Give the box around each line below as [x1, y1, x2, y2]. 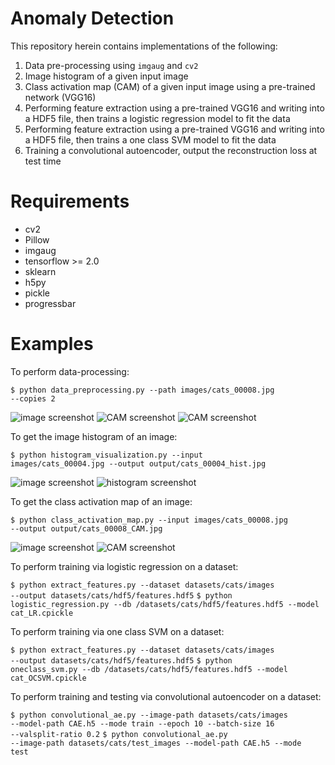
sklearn [24, 265, 57, 277]
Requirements [10, 190, 130, 213]
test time [24, 155, 62, 167]
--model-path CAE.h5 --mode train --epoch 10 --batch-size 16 [10, 718, 275, 729]
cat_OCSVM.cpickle [10, 673, 87, 683]
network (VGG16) [24, 91, 97, 103]
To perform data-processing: [10, 365, 130, 377]
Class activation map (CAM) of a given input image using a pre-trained [24, 80, 316, 92]
